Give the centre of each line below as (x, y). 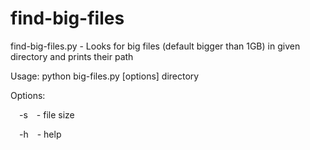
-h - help (40, 134)
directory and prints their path (72, 56)
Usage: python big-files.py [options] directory (105, 76)
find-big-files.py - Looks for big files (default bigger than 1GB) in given (155, 46)
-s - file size (47, 114)
